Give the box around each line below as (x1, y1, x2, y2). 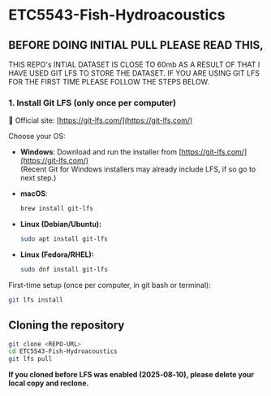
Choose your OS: (8, 132, 66, 141)
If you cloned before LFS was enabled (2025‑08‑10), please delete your (8, 370, 254, 380)
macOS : (19, 189, 48, 198)
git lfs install (8, 295, 63, 304)
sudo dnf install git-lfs (19, 266, 108, 274)
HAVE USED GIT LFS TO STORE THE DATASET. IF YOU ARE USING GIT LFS (8, 68, 260, 78)
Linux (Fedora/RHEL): (19, 250, 95, 259)
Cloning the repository (8, 319, 125, 333)
